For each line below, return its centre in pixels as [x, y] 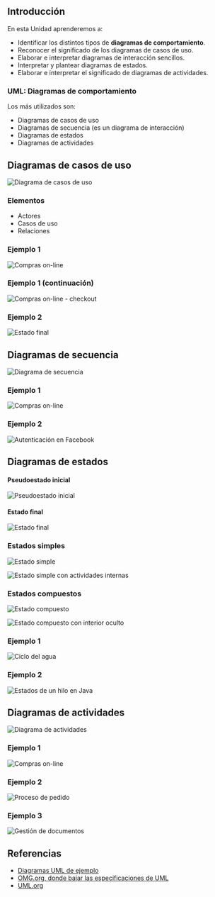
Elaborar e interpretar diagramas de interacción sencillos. [101, 57]
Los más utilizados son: [42, 106]
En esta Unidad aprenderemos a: [55, 28]
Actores [29, 216]
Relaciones [34, 231]
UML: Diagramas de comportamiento [72, 91]
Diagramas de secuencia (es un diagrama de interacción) [101, 128]
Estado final [25, 512]
